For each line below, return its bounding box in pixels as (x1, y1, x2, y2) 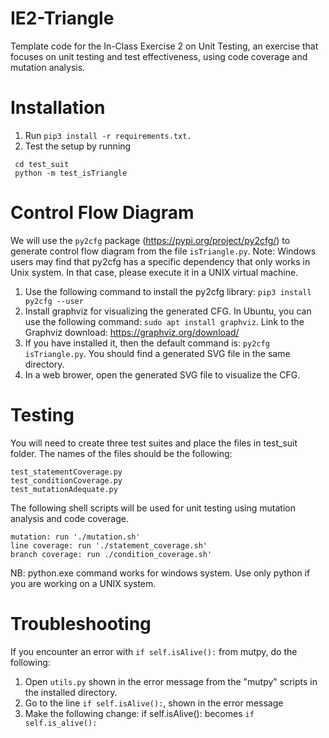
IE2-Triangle (10, 7, 115, 30)
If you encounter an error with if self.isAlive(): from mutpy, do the (10, 645, 298, 657)
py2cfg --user (24, 296, 84, 306)
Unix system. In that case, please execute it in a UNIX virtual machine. (10, 266, 299, 278)
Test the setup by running (24, 140, 132, 152)
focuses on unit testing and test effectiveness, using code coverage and (10, 50, 308, 62)
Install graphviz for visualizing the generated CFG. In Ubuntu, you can (24, 305, 312, 317)
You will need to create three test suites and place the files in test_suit (10, 437, 298, 449)
